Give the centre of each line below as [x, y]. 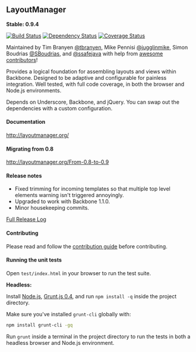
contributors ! [22, 60]
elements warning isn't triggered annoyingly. [69, 195]
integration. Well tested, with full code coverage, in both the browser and [95, 84]
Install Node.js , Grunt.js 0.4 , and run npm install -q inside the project [91, 296]
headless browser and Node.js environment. [60, 342]
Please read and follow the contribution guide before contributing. [87, 246]
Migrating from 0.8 [30, 149]
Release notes [24, 176]
